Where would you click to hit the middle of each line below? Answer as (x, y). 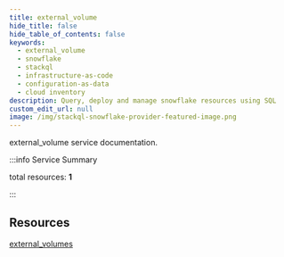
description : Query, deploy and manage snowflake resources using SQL (143, 100)
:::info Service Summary (53, 160)
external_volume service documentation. (84, 143)
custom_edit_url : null (51, 109)
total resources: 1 (41, 177)
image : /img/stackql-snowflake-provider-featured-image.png (123, 117)
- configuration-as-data (63, 84)
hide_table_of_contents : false (67, 34)
